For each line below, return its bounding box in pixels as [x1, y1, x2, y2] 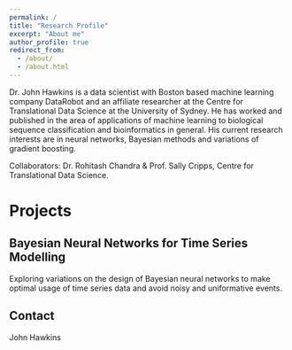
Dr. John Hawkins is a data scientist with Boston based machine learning [9, 86, 274, 97]
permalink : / [9, 12, 58, 22]
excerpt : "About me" [9, 29, 86, 38]
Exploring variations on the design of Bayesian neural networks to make [9, 273, 272, 284]
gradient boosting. [9, 143, 77, 153]
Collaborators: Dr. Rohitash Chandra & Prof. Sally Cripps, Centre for [9, 160, 255, 171]
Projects [9, 201, 73, 222]
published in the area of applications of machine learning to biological [9, 114, 264, 125]
